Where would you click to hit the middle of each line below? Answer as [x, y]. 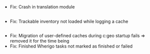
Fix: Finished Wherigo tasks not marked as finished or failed [71, 46]
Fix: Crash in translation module [42, 7]
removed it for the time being [39, 41]
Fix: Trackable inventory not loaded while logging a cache [69, 21]
